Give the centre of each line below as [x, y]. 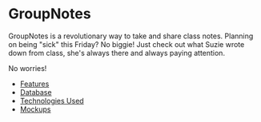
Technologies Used [52, 100]
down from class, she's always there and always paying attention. [117, 53]
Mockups [35, 109]
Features [34, 84]
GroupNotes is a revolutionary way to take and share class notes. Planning [131, 36]
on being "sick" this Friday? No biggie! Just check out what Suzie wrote [126, 44]
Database [36, 92]
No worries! [28, 68]
